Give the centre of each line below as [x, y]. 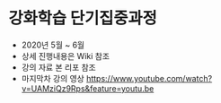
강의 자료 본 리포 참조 [58, 67]
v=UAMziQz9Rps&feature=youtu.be [88, 88]
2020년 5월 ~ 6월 [53, 45]
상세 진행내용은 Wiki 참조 [65, 56]
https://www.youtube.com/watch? [149, 78]
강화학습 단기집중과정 [83, 18]
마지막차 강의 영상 [53, 78]
